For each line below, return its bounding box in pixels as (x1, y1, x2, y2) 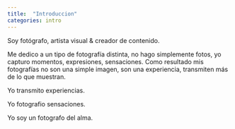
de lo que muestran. (7, 72, 66, 81)
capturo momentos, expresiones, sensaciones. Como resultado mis (7, 57, 204, 66)
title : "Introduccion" (7, 10, 78, 18)
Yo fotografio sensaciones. (7, 99, 86, 108)
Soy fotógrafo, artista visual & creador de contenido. (7, 36, 160, 44)
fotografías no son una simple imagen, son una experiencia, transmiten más (7, 65, 229, 73)
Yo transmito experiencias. (7, 86, 85, 94)
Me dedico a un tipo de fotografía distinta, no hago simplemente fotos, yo (7, 50, 222, 59)
